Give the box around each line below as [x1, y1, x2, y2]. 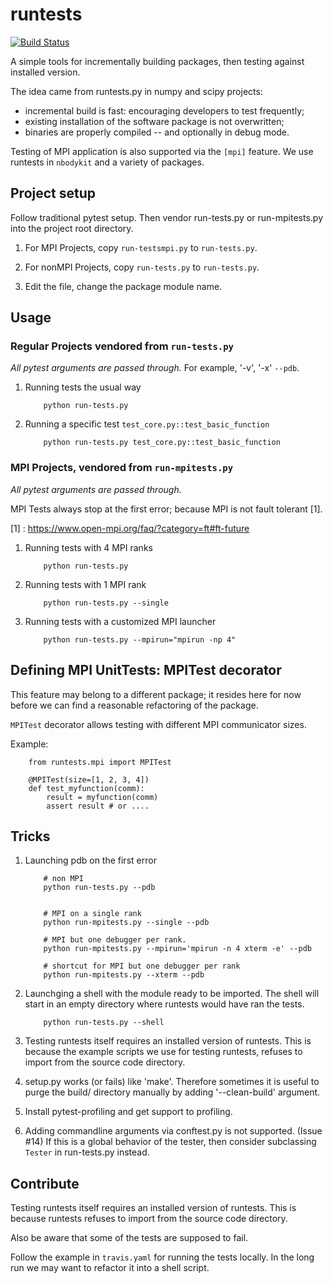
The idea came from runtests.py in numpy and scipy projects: [10, 85, 263, 97]
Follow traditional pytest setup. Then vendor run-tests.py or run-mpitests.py [10, 211, 323, 223]
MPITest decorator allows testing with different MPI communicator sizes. [10, 718, 307, 730]
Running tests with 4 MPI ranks [24, 541, 153, 553]
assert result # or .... [46, 801, 150, 811]
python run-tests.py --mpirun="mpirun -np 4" [43, 634, 237, 645]
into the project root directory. [10, 222, 134, 234]
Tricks [10, 828, 51, 845]
